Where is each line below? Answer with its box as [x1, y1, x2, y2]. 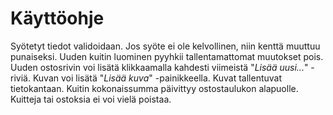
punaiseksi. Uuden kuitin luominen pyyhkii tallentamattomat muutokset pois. [10, 50, 324, 62]
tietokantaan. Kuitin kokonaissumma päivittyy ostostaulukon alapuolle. [10, 82, 299, 94]
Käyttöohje [10, 7, 105, 30]
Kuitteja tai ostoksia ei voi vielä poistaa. [10, 93, 172, 105]
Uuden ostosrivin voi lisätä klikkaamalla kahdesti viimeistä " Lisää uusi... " [10, 61, 309, 73]
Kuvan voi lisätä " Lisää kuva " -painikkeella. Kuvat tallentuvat [32, 72, 283, 84]
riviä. [10, 72, 31, 84]
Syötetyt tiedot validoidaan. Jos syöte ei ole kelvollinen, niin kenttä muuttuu [10, 40, 321, 52]
